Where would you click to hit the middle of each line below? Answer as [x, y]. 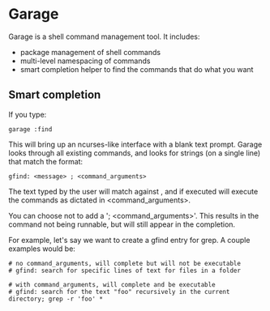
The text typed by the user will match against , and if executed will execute [133, 191]
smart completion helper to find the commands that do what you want [137, 69]
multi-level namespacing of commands [85, 61]
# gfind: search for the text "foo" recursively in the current [119, 292]
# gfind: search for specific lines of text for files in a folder [125, 271]
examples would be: [42, 249]
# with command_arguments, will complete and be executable [112, 284]
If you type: [28, 114]
